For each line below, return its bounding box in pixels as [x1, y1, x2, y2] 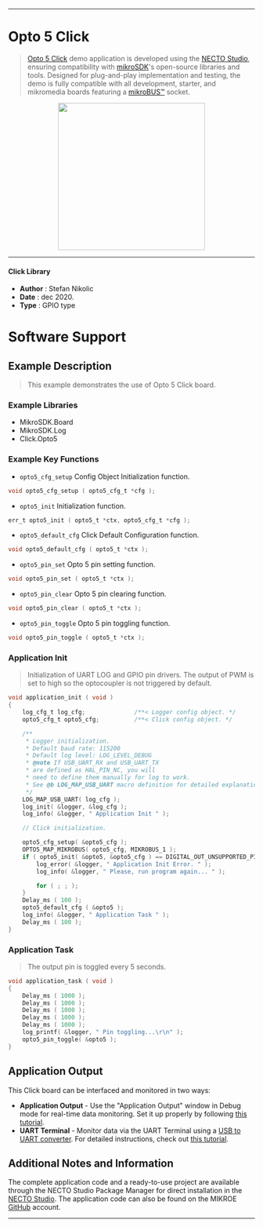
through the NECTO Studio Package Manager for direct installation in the [8, 1186, 243, 1196]
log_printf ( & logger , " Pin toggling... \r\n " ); [22, 1028, 184, 1036]
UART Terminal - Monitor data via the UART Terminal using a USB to [19, 1126, 241, 1135]
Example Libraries [8, 400, 78, 411]
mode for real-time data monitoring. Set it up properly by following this [19, 1108, 247, 1119]
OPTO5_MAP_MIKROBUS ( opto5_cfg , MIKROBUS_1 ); [22, 845, 177, 854]
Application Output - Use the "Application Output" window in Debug [19, 1101, 241, 1110]
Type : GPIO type [19, 301, 76, 310]
